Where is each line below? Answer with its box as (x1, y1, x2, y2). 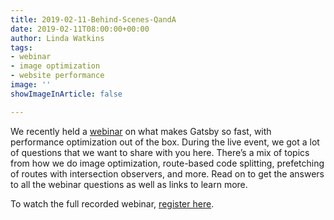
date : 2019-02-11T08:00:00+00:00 (10, 24, 150, 34)
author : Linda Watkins (10, 33, 105, 43)
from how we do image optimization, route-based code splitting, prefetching (10, 157, 325, 169)
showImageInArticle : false (10, 89, 123, 99)
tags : (10, 42, 33, 53)
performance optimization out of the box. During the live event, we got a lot (10, 136, 320, 148)
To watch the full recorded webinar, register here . (10, 197, 215, 210)
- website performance (10, 71, 105, 81)
